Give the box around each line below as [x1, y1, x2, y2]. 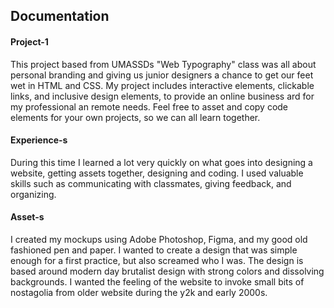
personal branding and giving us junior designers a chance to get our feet [10, 69, 314, 81]
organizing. [10, 188, 57, 200]
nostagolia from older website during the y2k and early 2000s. [10, 287, 268, 298]
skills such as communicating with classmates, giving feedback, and [10, 177, 292, 189]
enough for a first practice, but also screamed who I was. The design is [10, 255, 304, 266]
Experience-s [10, 134, 68, 146]
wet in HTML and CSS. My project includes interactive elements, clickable [10, 79, 315, 91]
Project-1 [10, 35, 49, 48]
